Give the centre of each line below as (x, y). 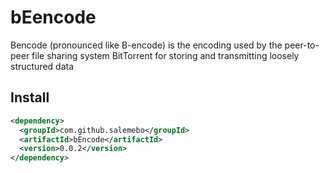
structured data (42, 66)
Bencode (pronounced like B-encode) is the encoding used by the (146, 45)
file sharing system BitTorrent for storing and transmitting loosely (165, 55)
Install (30, 97)
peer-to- (302, 45)
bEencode (53, 17)
